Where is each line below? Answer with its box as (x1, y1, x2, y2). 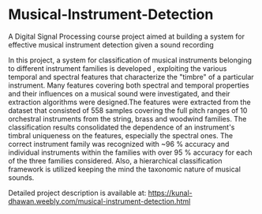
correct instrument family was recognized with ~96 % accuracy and (8, 139, 230, 148)
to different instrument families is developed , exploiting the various (8, 63, 227, 73)
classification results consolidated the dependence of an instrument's (8, 122, 235, 132)
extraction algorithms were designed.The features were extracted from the (8, 97, 251, 107)
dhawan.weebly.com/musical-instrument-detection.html (8, 196, 191, 206)
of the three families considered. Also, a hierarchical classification (8, 156, 223, 165)
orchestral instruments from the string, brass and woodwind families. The (8, 114, 247, 123)
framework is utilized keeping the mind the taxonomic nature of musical (8, 164, 241, 174)
